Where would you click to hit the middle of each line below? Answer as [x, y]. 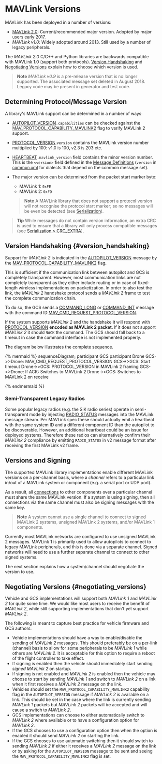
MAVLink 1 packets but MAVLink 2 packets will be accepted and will [80, 705]
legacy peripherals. [31, 47]
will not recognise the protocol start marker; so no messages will [88, 206]
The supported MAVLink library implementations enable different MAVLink [79, 472]
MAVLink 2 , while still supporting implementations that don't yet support [77, 609]
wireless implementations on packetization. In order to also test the [85, 287]
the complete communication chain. [41, 298]
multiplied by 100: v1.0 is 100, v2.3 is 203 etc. [57, 148]
